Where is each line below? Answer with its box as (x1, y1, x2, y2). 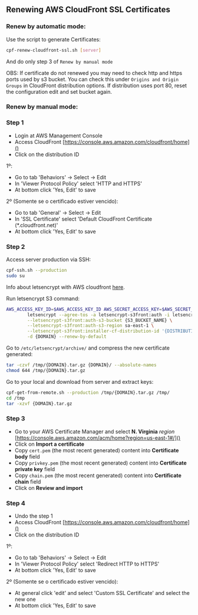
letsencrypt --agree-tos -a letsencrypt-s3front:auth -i (27, 312, 170, 318)
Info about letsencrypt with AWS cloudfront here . (6, 283, 125, 291)
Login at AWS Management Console (14, 132, 103, 139)
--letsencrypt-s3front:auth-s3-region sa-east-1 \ (27, 323, 154, 329)
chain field (14, 478, 41, 485)
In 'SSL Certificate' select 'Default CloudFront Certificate (14, 215, 152, 222)
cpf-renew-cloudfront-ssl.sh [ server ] (6, 47, 101, 53)
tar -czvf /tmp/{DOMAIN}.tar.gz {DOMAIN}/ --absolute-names (6, 362, 157, 368)
